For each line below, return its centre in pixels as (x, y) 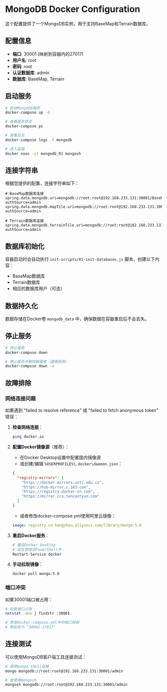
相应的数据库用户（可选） (39, 289)
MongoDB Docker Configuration (73, 9)
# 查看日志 (15, 135)
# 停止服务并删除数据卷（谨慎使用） (37, 361)
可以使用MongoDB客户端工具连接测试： (46, 657)
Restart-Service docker (37, 554)
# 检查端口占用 (19, 609)
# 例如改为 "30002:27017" (31, 627)
